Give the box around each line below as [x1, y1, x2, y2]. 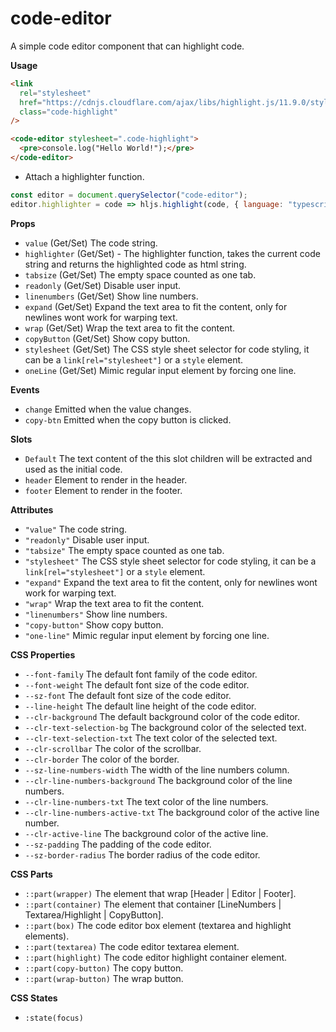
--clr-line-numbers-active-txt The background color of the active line [24, 806, 320, 818]
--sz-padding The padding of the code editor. [24, 838, 212, 850]
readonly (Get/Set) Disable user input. [24, 279, 182, 291]
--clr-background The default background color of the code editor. [24, 710, 300, 722]
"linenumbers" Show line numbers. [24, 608, 168, 620]
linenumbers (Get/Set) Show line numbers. [24, 290, 199, 302]
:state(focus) [24, 1013, 84, 1023]
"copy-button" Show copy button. [24, 618, 164, 631]
